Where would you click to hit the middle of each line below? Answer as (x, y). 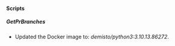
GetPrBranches (26, 22)
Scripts (16, 8)
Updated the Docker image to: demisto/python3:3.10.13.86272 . (92, 37)
